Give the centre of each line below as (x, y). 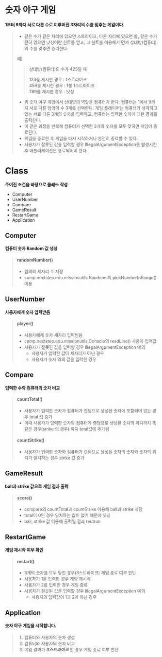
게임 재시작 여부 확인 (24, 550)
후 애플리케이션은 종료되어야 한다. (56, 151)
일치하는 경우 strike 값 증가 (59, 458)
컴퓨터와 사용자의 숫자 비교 (49, 644)
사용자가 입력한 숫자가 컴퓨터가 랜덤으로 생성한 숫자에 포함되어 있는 (88, 410)
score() (24, 498)
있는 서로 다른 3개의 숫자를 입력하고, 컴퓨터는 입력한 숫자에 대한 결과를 (91, 114)
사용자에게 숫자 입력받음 (28, 312)
